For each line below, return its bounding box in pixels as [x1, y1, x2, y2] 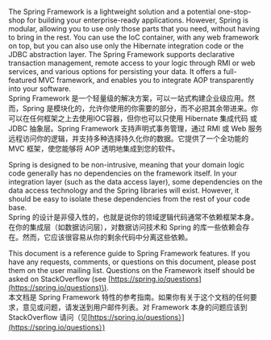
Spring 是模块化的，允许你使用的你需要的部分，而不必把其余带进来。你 [22, 104, 259, 113]
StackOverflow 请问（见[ [8, 313, 91, 321]
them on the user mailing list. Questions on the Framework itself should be [8, 266, 256, 275]
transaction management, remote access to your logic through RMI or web [8, 58, 256, 68]
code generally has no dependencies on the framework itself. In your [8, 168, 238, 178]
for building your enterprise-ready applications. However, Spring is [27, 15, 248, 25]
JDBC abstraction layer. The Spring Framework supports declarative [8, 50, 236, 59]
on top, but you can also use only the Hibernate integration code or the [8, 41, 244, 51]
